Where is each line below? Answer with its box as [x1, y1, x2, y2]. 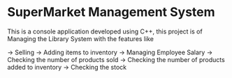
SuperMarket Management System [7, 4, 215, 20]
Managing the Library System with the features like [7, 34, 154, 42]
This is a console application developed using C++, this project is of [7, 27, 203, 36]
